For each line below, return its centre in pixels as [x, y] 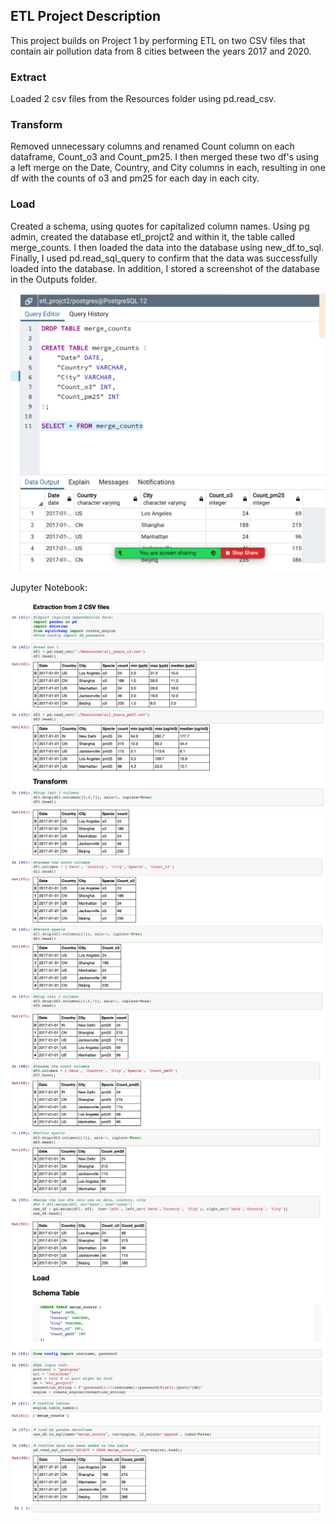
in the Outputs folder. [54, 279]
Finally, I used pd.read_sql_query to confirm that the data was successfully [164, 258]
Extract [28, 77]
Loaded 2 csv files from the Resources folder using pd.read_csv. [143, 99]
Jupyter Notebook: [49, 588]
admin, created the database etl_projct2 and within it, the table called [152, 236]
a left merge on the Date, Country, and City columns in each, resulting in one [168, 168]
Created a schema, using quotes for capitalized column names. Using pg [160, 226]
